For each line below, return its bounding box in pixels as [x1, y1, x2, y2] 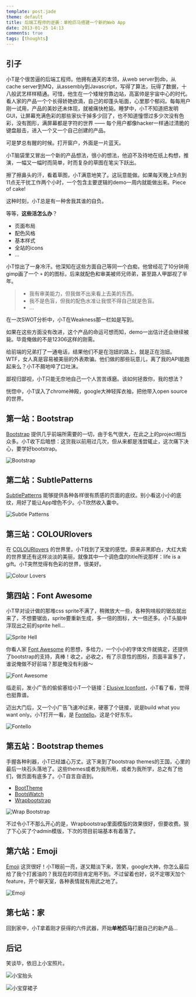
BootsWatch [14, 790, 44, 797]
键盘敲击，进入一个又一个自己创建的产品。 [6, 126, 109, 133]
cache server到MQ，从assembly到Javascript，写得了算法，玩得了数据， [6, 83, 182, 90]
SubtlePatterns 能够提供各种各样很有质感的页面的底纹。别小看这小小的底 [6, 492, 182, 499]
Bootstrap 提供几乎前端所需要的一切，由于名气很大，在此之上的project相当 [6, 430, 187, 437]
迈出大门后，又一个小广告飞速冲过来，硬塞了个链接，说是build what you [6, 704, 180, 711]
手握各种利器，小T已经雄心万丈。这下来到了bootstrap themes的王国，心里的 [6, 758, 191, 765]
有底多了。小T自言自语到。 [31, 772, 97, 779]
